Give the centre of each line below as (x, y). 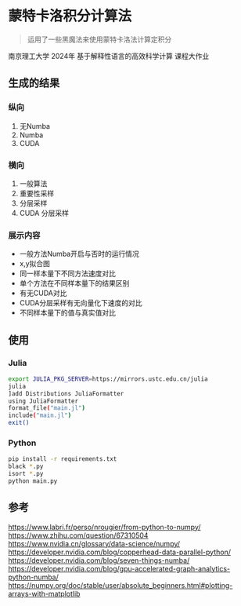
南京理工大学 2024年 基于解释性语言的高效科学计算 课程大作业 (109, 56)
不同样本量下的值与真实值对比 (67, 313)
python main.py (33, 481)
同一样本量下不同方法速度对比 (67, 274)
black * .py (26, 467)
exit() (19, 423)
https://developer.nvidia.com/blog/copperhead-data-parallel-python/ (119, 552)
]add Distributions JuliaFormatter (66, 393)
